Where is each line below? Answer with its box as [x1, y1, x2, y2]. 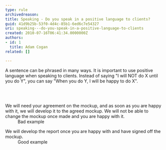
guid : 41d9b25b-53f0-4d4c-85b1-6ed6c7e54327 [5, 21, 99, 26]
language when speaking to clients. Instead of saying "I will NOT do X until [5, 72, 158, 78]
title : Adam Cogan [9, 44, 48, 49]
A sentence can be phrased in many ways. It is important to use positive [5, 67, 153, 73]
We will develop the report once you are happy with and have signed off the [5, 128, 161, 134]
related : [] [5, 49, 30, 54]
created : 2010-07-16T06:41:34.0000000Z [5, 30, 88, 35]
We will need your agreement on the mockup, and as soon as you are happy [5, 102, 162, 108]
